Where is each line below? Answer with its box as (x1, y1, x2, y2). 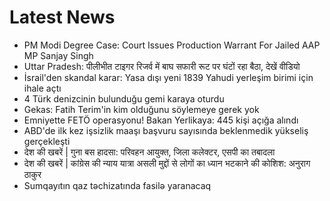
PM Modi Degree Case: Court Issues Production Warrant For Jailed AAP (23, 39, 321, 51)
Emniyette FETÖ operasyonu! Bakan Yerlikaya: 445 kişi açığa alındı (23, 114, 299, 126)
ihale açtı (23, 82, 62, 94)
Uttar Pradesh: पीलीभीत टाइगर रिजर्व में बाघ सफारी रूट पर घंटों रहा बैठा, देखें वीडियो (23, 60, 301, 72)
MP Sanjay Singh (23, 49, 94, 61)
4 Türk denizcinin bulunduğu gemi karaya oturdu (23, 92, 225, 105)
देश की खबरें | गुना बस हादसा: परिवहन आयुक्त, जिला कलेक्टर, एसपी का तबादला (23, 146, 276, 158)
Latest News (9, 6, 116, 29)
